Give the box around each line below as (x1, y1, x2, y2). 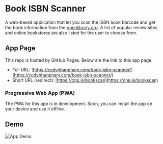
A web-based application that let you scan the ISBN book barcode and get (5, 19, 156, 25)
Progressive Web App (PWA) (5, 89, 75, 96)
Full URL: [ (12, 67, 33, 72)
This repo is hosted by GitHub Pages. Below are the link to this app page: (5, 57, 153, 63)
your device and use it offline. (5, 106, 65, 112)
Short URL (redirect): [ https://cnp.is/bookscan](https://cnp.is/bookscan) (12, 77, 159, 83)
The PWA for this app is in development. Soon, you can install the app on (5, 101, 153, 107)
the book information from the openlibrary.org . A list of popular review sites (5, 24, 158, 30)
